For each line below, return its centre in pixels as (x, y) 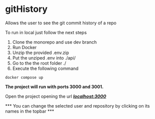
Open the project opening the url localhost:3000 (56, 96)
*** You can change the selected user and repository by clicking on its (77, 106)
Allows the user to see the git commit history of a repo (61, 23)
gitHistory (26, 9)
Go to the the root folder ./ (39, 63)
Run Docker (24, 47)
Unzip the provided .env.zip (41, 53)
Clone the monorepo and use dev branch (55, 42)
